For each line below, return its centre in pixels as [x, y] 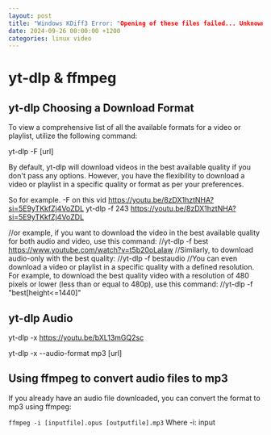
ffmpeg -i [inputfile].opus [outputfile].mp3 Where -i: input [112, 422]
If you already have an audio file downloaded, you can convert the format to [134, 398]
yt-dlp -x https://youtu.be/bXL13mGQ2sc [76, 338]
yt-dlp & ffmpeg [63, 78]
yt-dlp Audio [41, 318]
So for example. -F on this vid [58, 200]
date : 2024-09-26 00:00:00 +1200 [65, 31]
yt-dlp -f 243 [107, 209]
